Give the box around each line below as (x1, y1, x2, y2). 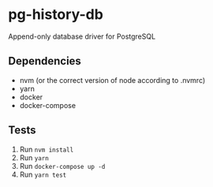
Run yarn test (19, 170, 67, 179)
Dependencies (8, 54, 81, 68)
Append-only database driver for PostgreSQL (8, 32, 156, 41)
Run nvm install (19, 144, 74, 154)
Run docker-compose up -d (19, 161, 106, 170)
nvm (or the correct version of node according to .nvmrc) (19, 75, 206, 84)
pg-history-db (8, 6, 104, 24)
